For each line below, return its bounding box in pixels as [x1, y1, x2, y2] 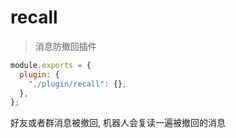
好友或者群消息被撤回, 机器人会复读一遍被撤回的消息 [10, 117, 226, 129]
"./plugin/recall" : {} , [28, 79, 128, 89]
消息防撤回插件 [34, 40, 97, 52]
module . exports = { [10, 60, 92, 70]
